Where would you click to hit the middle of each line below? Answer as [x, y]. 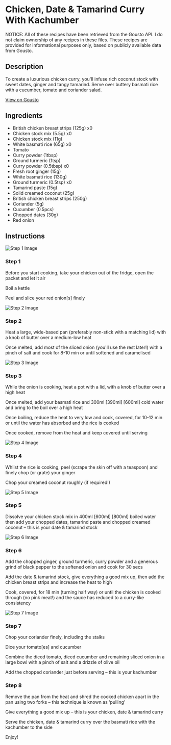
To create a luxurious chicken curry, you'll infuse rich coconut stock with [82, 79]
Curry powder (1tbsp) [35, 155]
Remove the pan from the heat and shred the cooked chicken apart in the [82, 697]
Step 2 [14, 321]
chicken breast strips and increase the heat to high [59, 582]
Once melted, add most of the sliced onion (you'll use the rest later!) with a [84, 347]
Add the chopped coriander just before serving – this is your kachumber [81, 672]
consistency [18, 603]
